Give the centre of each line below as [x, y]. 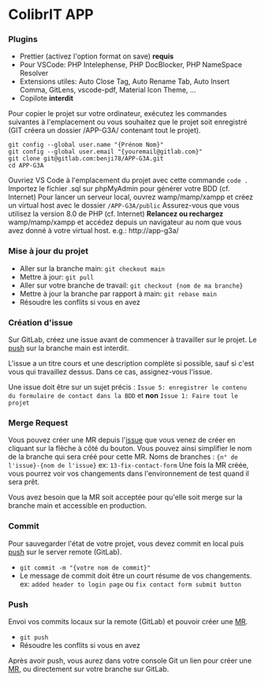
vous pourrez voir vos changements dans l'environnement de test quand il [129, 474]
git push [34, 638]
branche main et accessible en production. [78, 506]
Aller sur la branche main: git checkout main [92, 268]
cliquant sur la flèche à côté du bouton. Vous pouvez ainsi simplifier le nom [130, 449]
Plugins [23, 40]
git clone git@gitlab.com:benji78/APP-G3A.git [86, 159]
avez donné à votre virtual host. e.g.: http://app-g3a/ [93, 231]
